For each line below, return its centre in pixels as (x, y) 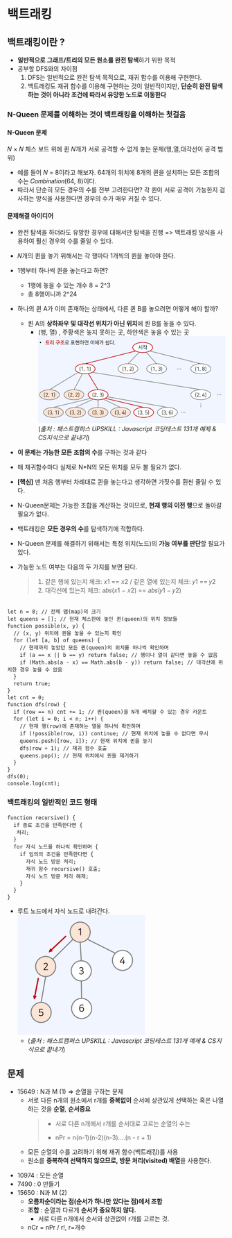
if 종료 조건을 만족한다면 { (48, 826)
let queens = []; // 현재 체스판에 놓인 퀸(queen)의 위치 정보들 (92, 619)
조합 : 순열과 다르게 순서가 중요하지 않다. (82, 1210)
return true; (32, 684)
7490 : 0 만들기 (38, 1184)
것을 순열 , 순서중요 (66, 1109)
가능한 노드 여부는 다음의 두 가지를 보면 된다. (77, 567)
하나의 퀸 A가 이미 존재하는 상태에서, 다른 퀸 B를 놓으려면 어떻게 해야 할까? (118, 309)
